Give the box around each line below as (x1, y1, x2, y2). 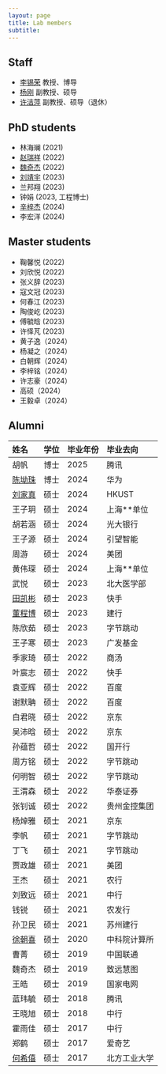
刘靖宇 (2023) (19, 172, 65, 182)
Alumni (8, 419, 45, 433)
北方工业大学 (106, 1053, 155, 1064)
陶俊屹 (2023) (19, 306, 65, 316)
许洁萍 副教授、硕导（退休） (19, 97, 112, 107)
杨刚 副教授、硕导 (19, 88, 77, 97)
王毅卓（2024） (19, 395, 72, 405)
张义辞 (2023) (19, 277, 65, 286)
